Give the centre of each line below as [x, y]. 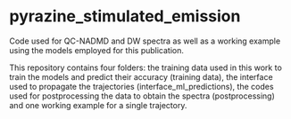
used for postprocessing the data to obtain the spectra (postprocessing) [142, 96]
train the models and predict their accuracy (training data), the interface [141, 76]
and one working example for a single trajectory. [98, 105]
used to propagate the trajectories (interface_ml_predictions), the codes [141, 86]
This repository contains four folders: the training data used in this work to [146, 67]
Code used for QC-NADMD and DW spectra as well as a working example [145, 41]
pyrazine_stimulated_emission [125, 16]
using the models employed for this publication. [97, 50]
